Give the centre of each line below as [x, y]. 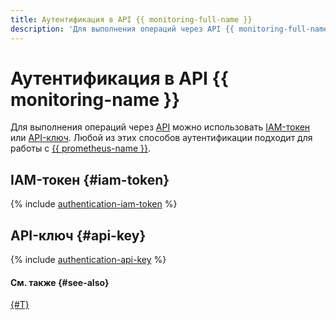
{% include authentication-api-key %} [88, 260]
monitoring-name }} [95, 99]
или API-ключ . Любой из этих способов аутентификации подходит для [161, 138]
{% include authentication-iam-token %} [94, 204]
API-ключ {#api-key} [78, 235]
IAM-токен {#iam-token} [90, 179]
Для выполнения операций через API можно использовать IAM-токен [160, 127]
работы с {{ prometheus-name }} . [81, 148]
